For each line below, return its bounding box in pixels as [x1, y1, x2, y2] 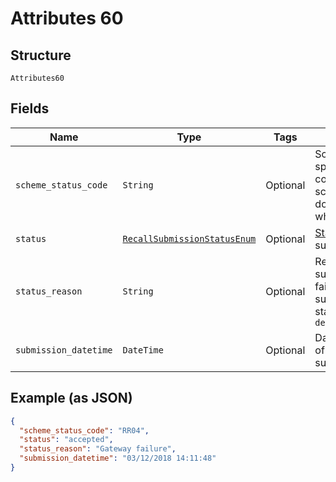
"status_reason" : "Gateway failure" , [19, 444, 177, 454]
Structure [10, 47, 72, 64]
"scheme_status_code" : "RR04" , [19, 425, 150, 436]
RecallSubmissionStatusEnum [122, 233, 257, 244]
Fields [10, 100, 50, 117]
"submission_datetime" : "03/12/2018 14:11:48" [19, 453, 217, 464]
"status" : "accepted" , [19, 435, 114, 445]
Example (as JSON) [10, 390, 133, 407]
